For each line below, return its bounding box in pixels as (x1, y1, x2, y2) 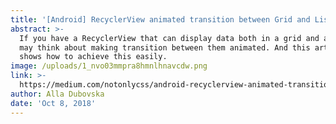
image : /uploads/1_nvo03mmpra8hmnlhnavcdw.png (10, 61, 208, 71)
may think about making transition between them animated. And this (19, 42, 311, 53)
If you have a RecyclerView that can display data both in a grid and (19, 33, 320, 43)
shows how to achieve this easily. (19, 52, 168, 62)
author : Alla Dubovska (10, 89, 105, 99)
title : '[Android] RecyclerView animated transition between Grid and (10, 14, 311, 25)
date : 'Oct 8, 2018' (10, 98, 97, 108)
